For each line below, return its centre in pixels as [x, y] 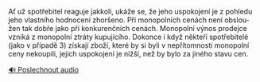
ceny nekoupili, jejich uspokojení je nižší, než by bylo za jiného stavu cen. [128, 54]
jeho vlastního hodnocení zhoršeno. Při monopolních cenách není [115, 20]
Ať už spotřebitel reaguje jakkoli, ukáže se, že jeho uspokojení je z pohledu [130, 12]
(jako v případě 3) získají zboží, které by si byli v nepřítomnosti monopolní [129, 45]
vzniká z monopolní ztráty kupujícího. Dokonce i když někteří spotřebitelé [128, 37]
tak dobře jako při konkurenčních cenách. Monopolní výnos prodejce [135, 28]
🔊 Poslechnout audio [44, 70]
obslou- [237, 20]
